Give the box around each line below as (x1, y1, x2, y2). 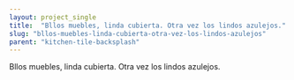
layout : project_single (9, 12, 97, 22)
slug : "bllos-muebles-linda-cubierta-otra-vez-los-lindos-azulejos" (9, 29, 267, 38)
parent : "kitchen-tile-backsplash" (9, 37, 140, 47)
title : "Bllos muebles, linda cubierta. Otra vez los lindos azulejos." (9, 21, 287, 30)
